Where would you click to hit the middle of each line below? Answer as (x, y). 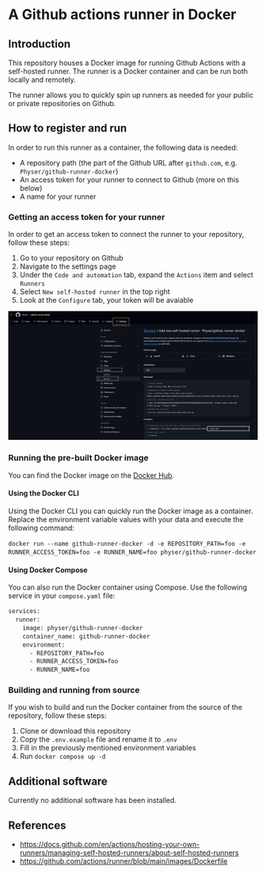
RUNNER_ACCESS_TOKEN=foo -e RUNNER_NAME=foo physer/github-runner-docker (133, 552)
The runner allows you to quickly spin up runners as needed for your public (131, 95)
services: (25, 612)
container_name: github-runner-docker (86, 636)
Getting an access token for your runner (87, 217)
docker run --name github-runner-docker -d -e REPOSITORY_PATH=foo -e (127, 544)
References (37, 825)
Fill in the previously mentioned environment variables (108, 748)
